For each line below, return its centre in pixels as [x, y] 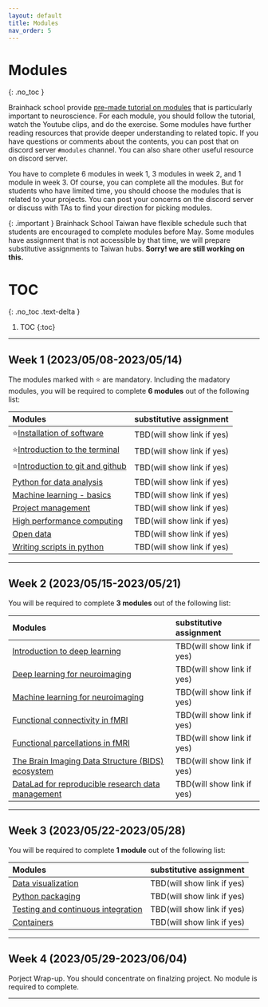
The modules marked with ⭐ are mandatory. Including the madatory [119, 379]
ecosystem [33, 771]
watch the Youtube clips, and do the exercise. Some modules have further [130, 125]
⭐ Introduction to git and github [69, 466]
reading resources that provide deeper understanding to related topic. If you [134, 133]
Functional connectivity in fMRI [70, 720]
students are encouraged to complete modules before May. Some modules [131, 232]
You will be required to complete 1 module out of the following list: [117, 850]
